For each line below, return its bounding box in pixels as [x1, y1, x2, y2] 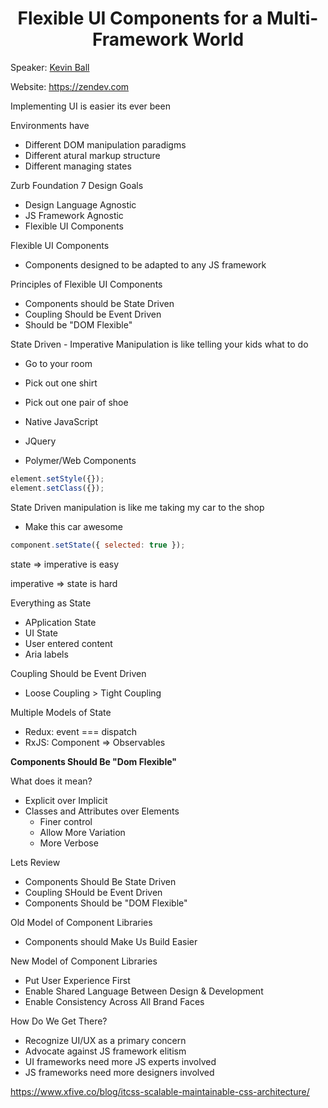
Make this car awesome [24, 520, 123, 532]
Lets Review [10, 856, 61, 868]
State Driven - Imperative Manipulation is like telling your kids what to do [10, 338, 309, 350]
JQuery [24, 435, 57, 447]
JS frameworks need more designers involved [24, 1066, 215, 1078]
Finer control [39, 815, 93, 827]
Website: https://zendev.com [10, 80, 130, 92]
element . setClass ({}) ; [10, 483, 105, 493]
